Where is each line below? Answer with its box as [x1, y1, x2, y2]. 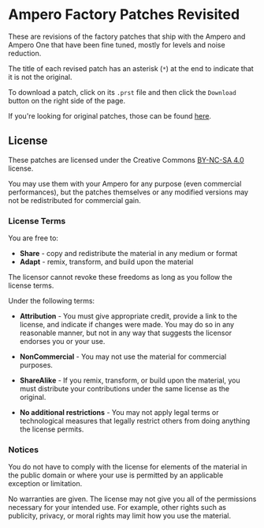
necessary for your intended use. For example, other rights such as [8, 503, 227, 512]
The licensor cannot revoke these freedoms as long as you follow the [8, 273, 232, 282]
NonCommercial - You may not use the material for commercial [19, 352, 227, 361]
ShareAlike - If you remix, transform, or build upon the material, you [19, 375, 240, 385]
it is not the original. [8, 72, 73, 81]
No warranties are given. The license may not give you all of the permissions [8, 494, 257, 503]
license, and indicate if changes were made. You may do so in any [19, 320, 235, 330]
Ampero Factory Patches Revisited [8, 6, 240, 24]
